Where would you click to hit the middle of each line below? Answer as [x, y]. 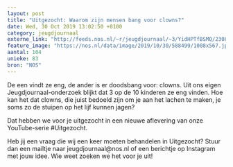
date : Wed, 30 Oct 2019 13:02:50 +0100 [65, 26]
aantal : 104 [24, 53]
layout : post [26, 14]
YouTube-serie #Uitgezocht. [48, 128]
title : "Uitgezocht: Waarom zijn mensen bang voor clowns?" [96, 20]
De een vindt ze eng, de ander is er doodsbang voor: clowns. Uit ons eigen [114, 85]
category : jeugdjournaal [43, 33]
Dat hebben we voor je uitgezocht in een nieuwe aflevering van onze [105, 120]
